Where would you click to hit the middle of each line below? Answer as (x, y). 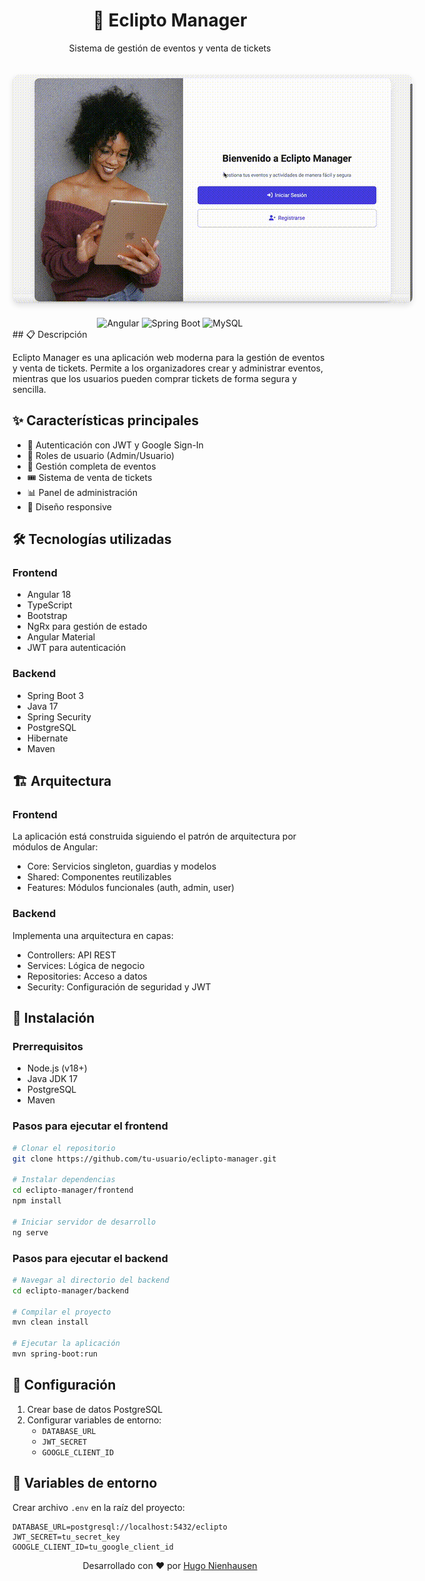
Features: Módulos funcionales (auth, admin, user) (130, 888)
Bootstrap (47, 616)
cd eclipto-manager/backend (71, 1290)
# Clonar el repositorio (64, 1148)
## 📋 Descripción (50, 334)
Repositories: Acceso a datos (87, 976)
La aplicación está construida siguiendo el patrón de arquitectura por (154, 836)
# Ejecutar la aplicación (66, 1344)
